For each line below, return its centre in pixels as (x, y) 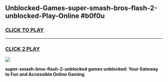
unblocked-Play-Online (42, 16)
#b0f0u (93, 16)
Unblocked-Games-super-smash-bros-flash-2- (81, 8)
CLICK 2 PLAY (22, 49)
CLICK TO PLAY (24, 30)
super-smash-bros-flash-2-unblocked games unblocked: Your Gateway (82, 69)
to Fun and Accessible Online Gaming (45, 74)
